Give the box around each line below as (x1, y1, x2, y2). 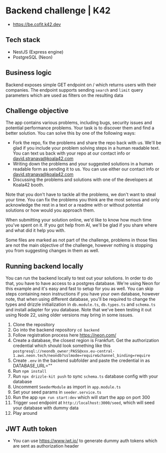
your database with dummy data (12, 405, 79, 411)
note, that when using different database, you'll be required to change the (5, 296, 156, 302)
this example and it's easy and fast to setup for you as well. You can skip (5, 285, 154, 292)
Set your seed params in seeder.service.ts (12, 389, 102, 395)
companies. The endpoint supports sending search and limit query (5, 87, 143, 93)
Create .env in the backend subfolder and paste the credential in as (12, 357, 150, 364)
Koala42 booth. (12, 182, 44, 188)
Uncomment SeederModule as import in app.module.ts (12, 384, 121, 390)
